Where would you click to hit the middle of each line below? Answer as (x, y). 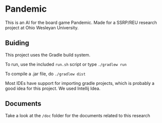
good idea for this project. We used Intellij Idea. (53, 88)
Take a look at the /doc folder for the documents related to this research (78, 115)
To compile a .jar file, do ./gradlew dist (45, 74)
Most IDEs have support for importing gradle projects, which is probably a (80, 83)
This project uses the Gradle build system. (48, 55)
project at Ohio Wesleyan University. (42, 27)
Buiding (17, 43)
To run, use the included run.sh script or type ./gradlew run (66, 64)
